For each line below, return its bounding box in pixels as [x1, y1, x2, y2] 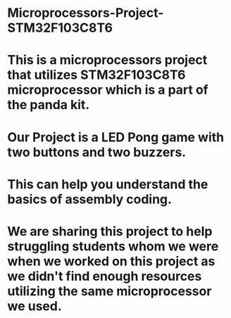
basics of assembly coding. [7, 191, 173, 207]
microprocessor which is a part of [7, 82, 209, 98]
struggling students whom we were [7, 238, 219, 254]
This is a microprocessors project [7, 52, 208, 68]
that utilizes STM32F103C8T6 [7, 67, 186, 83]
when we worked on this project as [7, 253, 216, 269]
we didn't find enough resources [7, 268, 202, 284]
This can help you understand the [7, 176, 208, 192]
